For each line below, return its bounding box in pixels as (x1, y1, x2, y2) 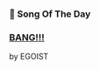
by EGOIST (9, 52, 49, 62)
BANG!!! (9, 31, 46, 43)
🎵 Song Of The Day (9, 8, 91, 20)
